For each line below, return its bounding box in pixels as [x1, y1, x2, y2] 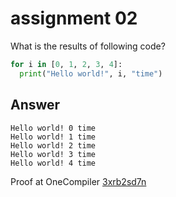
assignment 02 [10, 7, 138, 30]
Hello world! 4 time [10, 158, 97, 168]
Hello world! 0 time [10, 123, 97, 133]
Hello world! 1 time [10, 132, 97, 142]
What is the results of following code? [10, 40, 166, 52]
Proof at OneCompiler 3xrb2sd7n [10, 175, 147, 187]
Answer [10, 97, 61, 114]
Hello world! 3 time [10, 149, 97, 159]
